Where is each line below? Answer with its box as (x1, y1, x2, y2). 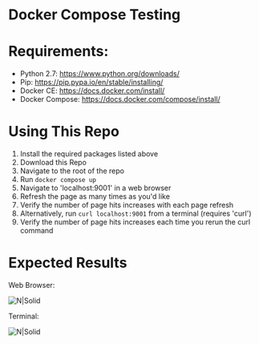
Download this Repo (19, 158, 87, 168)
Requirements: (8, 42, 109, 61)
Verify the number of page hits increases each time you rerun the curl (19, 217, 251, 227)
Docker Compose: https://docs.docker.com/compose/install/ (19, 95, 221, 104)
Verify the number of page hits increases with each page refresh (19, 200, 234, 210)
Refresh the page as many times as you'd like (19, 192, 171, 201)
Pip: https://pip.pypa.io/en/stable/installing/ (19, 78, 164, 87)
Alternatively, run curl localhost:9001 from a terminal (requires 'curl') (19, 208, 252, 218)
